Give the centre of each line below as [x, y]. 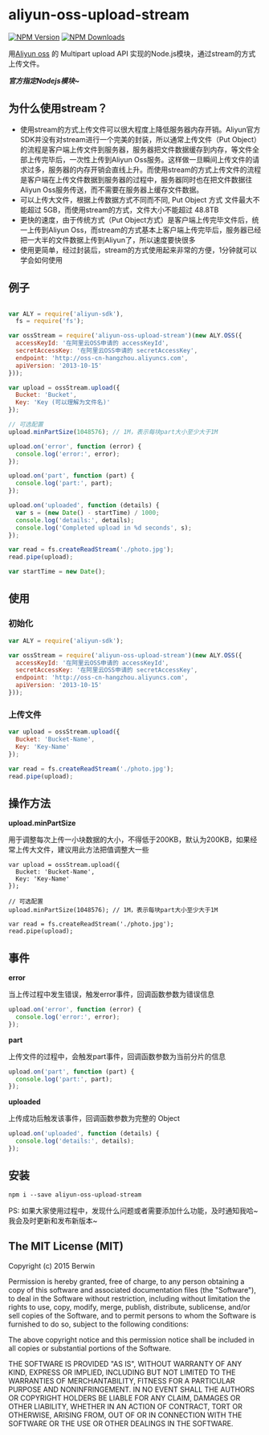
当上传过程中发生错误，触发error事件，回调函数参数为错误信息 [112, 995]
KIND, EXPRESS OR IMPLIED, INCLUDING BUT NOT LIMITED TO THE [122, 1372]
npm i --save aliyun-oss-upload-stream [75, 1195]
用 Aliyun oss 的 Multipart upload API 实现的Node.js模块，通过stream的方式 [132, 53]
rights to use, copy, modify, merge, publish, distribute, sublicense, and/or [129, 1306]
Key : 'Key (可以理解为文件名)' [63, 403]
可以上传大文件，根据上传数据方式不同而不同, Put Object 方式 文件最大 [136, 199]
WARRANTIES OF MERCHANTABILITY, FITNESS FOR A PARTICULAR [122, 1380]
